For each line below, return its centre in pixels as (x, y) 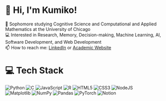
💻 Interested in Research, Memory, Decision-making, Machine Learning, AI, (83, 35)
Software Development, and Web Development (53, 42)
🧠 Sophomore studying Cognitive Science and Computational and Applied (81, 24)
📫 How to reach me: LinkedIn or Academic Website (58, 47)
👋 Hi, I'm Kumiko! (41, 10)
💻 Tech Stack (34, 70)
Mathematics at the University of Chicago (48, 29)
